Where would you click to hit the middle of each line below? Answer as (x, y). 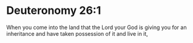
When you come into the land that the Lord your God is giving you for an (96, 27)
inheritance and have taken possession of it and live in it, (77, 33)
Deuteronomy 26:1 (54, 11)
